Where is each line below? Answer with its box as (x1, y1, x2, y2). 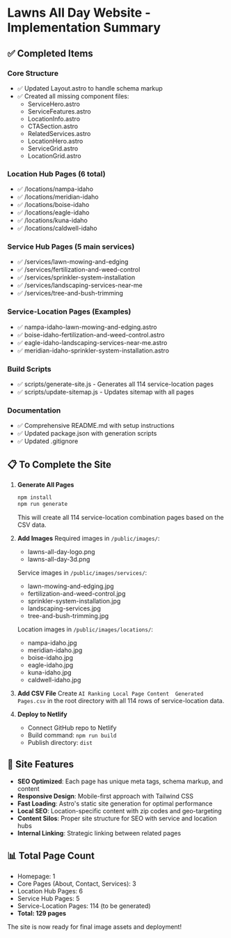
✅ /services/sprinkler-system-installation (17, 273, 136, 282)
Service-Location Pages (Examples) (7, 307, 132, 316)
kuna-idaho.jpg (27, 668, 72, 677)
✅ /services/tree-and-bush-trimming (17, 289, 124, 298)
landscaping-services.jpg (27, 604, 101, 613)
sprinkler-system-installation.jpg (27, 597, 121, 605)
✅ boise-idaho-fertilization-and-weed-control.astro (17, 330, 165, 339)
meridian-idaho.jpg (27, 646, 83, 654)
